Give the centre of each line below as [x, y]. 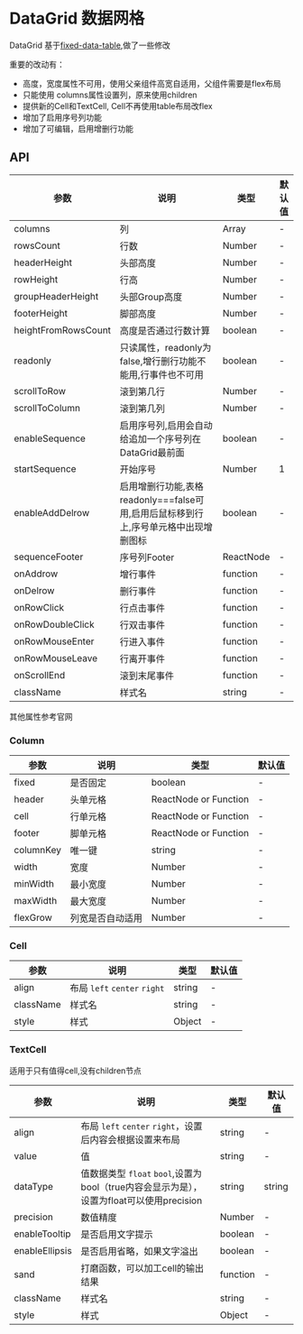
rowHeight [36, 279]
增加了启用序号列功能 [62, 117]
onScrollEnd [40, 675]
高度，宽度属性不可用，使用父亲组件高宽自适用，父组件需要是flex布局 [151, 83]
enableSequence [50, 438]
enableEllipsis [43, 1250]
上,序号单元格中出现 [162, 527]
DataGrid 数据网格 [77, 18]
